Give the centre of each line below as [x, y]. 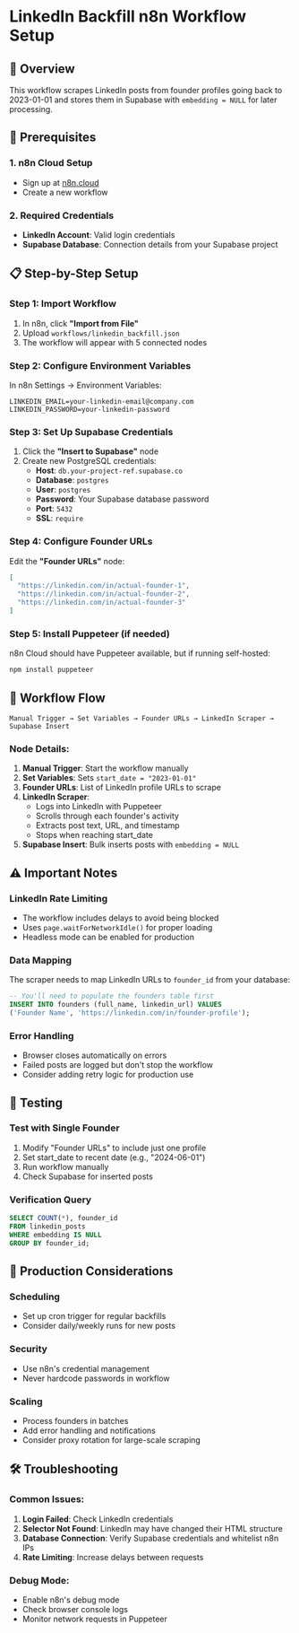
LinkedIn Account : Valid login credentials [98, 234]
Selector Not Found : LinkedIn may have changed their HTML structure [153, 1528]
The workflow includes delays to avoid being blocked [120, 918]
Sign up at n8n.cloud [61, 182]
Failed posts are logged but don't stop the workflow [117, 1065]
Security [28, 1349]
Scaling [26, 1402]
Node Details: [39, 748]
